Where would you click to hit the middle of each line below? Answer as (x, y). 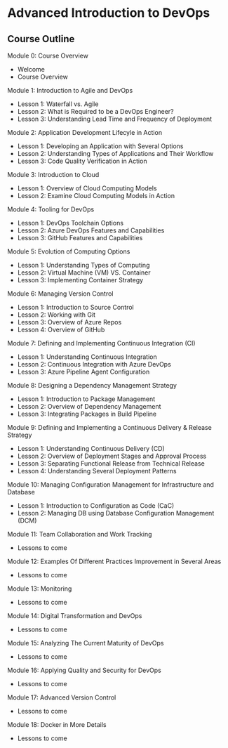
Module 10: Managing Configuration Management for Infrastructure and (110, 485)
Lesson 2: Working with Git (56, 315)
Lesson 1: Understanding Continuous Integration (87, 357)
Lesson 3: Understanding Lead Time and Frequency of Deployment (115, 119)
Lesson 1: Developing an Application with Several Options (100, 146)
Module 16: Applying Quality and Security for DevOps (84, 670)
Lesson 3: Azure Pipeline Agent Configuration (83, 372)
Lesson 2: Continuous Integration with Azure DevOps (94, 364)
